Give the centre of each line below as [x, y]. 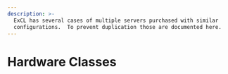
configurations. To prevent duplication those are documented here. [118, 27]
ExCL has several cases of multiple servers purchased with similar [116, 20]
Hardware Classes [62, 62]
